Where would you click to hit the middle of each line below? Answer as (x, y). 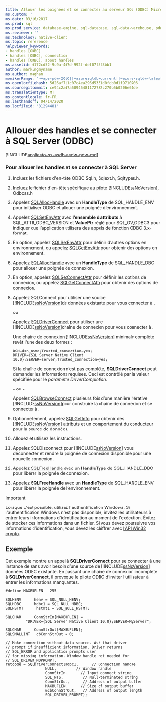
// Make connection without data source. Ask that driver (66, 643)
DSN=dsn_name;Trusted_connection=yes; (52, 351)
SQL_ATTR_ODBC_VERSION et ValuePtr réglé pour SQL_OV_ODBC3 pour (86, 223)
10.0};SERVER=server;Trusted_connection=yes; (60, 360)
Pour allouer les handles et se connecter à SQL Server (71, 167)
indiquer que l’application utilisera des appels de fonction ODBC (77, 228)
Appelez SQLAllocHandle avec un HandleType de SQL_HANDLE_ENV (83, 202)
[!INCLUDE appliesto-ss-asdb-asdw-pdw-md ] (52, 155)
